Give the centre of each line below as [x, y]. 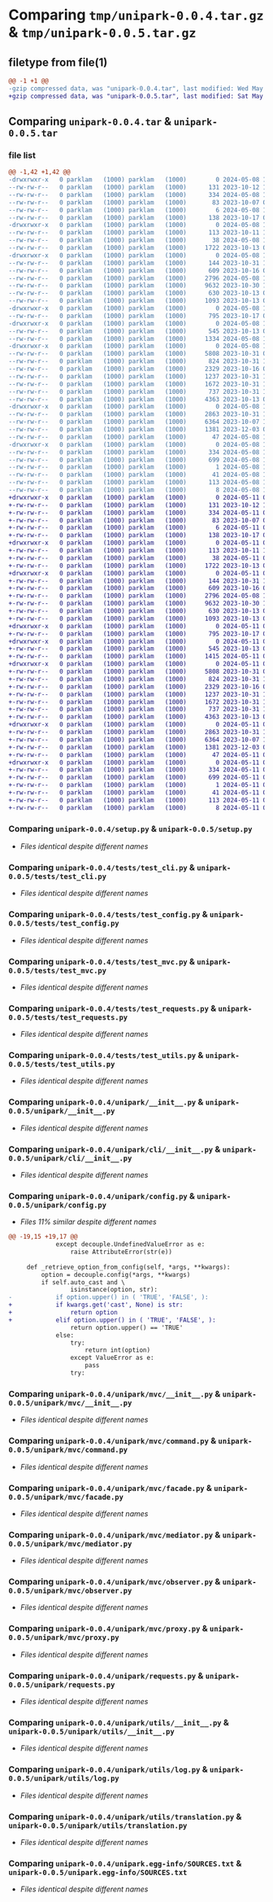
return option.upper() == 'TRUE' [127, 1327]
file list [22, 155]
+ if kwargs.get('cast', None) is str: [96, 1305]
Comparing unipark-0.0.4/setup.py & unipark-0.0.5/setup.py [130, 829]
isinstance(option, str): [114, 1290]
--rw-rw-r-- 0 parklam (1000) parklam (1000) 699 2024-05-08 [134, 460]
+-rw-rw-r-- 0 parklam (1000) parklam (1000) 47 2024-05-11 [134, 754]
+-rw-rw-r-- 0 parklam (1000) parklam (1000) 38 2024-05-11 [134, 558]
